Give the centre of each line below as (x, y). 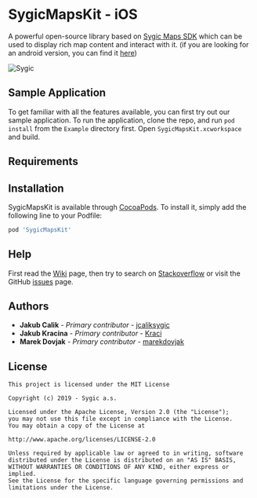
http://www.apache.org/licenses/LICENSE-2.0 (82, 440)
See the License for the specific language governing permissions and (126, 481)
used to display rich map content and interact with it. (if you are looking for (128, 44)
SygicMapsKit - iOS (73, 15)
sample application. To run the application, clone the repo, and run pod (121, 120)
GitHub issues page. (41, 281)
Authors (29, 307)
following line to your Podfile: (55, 215)
